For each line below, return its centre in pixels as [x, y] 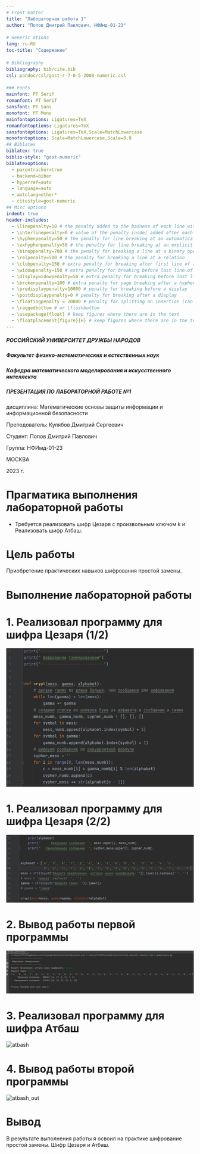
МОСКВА [18, 459]
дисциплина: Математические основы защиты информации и [85, 407]
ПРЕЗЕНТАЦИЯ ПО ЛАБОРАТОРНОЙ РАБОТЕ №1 [69, 392]
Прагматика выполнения [72, 495]
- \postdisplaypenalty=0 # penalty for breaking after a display [94, 296]
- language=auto [32, 189]
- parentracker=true [37, 170]
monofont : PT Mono [29, 113]
